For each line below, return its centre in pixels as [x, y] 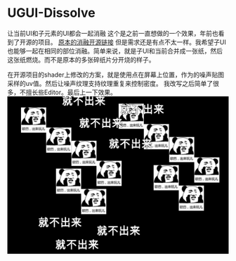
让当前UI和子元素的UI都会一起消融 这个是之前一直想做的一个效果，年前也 [113, 33]
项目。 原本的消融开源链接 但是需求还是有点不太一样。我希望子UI [132, 42]
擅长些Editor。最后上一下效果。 [71, 92]
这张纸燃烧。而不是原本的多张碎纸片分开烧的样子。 [81, 59]
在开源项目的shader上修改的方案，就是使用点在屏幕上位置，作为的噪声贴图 [116, 75]
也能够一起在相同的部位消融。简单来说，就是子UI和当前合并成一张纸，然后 [115, 51]
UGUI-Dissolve [52, 13]
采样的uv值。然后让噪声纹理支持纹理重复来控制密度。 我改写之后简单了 [110, 83]
